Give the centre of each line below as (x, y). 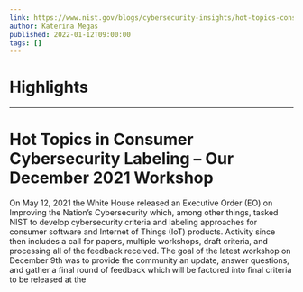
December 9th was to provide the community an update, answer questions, (150, 260)
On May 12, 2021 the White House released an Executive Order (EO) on (141, 203)
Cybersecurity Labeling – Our (122, 159)
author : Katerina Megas (54, 26)
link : (19, 18)
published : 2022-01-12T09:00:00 (70, 34)
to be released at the (48, 279)
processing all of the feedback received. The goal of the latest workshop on (150, 251)
